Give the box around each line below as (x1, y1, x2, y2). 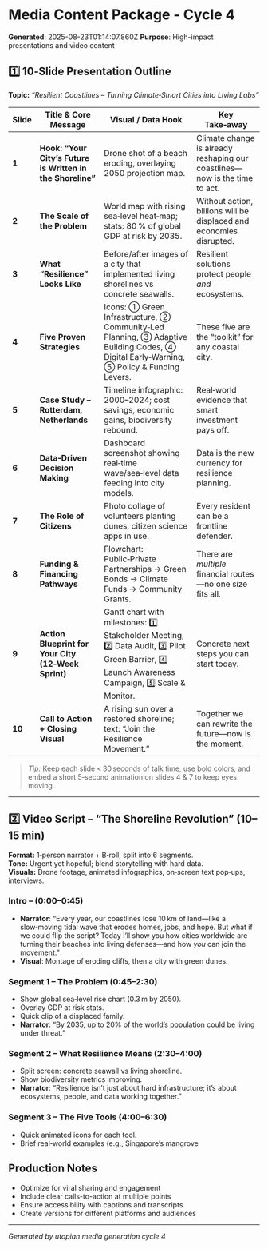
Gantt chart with (103, 606, 164, 617)
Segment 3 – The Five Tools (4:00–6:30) (8, 1111, 167, 1123)
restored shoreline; (103, 713, 175, 724)
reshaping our (196, 152, 249, 163)
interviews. (8, 876, 45, 885)
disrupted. (196, 235, 235, 246)
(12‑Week (39, 658, 80, 669)
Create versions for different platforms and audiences (19, 1208, 197, 1218)
